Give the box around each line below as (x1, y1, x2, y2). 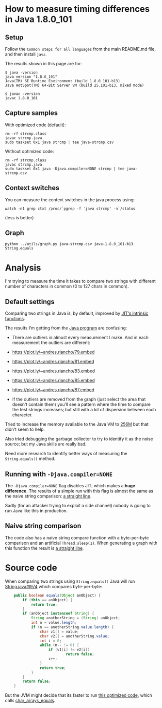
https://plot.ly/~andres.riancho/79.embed (12, 349, 95, 355)
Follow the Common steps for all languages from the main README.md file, (5, 46, 156, 52)
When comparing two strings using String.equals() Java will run (5, 578, 135, 584)
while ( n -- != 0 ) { (39, 643, 79, 648)
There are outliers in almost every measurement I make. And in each (12, 335, 149, 341)
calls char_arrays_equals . (5, 698, 56, 704)
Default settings (5, 297, 55, 306)
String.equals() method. (5, 456, 56, 461)
